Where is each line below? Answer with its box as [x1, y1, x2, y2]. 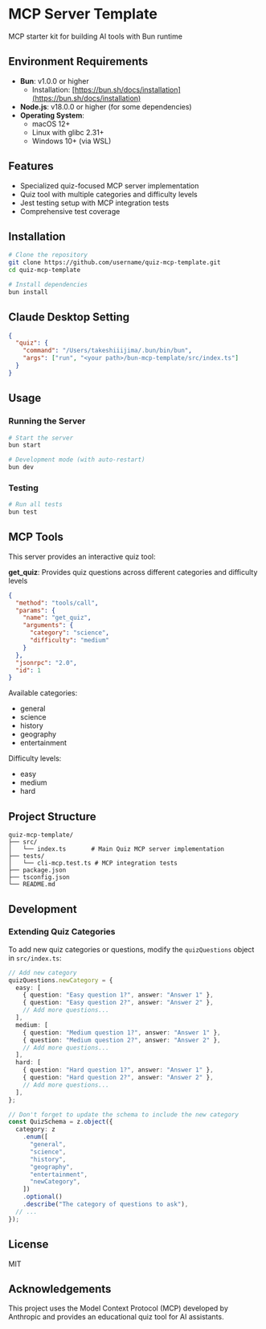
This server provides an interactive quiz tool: [8, 551, 156, 561]
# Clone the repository [8, 251, 88, 259]
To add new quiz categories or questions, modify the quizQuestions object [8, 944, 255, 954]
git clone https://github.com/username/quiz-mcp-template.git [8, 258, 221, 266]
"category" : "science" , [29, 629, 110, 637]
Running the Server [8, 415, 86, 427]
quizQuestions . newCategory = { [8, 976, 113, 984]
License [8, 1237, 49, 1252]
